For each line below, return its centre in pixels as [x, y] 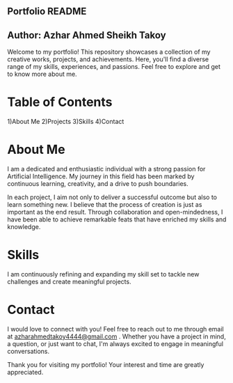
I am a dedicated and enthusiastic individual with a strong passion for [106, 169]
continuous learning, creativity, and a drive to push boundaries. [98, 184]
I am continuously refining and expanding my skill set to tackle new [103, 274]
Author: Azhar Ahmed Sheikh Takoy [87, 35]
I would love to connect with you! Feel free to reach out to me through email [115, 329]
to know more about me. [42, 74]
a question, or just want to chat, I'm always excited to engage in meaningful [115, 343]
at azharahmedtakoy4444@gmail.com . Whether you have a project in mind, [116, 336]
